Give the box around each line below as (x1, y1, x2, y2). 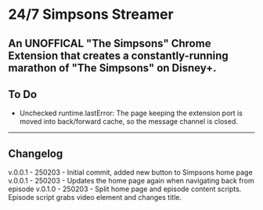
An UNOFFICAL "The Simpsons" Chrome (8, 37, 211, 50)
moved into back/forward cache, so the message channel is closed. (19, 117, 239, 126)
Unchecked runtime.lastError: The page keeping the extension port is (19, 108, 243, 118)
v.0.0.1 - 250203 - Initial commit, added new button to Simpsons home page (8, 168, 253, 177)
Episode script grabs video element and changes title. (8, 193, 182, 202)
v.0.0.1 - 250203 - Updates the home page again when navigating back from (8, 176, 254, 186)
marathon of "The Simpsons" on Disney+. (8, 61, 217, 74)
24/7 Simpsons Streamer (8, 5, 174, 24)
